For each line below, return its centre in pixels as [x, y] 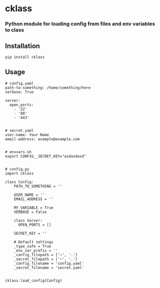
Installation [23, 46]
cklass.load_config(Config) [34, 280]
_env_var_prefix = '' [36, 250]
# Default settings [34, 242]
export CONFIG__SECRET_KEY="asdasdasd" [46, 156]
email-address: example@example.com [42, 139]
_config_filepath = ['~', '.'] [46, 255]
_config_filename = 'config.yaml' [49, 263]
